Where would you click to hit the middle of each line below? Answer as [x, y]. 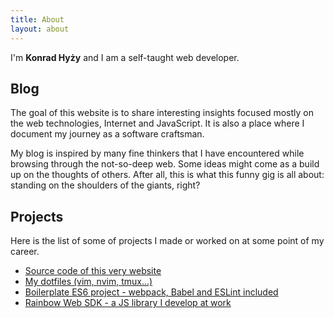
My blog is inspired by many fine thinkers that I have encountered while [157, 153]
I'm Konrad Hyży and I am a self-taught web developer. [125, 57]
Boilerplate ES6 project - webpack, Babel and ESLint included [151, 292]
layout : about [40, 29]
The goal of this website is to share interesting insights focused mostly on [162, 113]
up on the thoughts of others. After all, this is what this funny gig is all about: [167, 175]
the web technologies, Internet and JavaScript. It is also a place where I [157, 123]
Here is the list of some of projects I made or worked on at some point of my [167, 241]
